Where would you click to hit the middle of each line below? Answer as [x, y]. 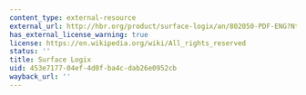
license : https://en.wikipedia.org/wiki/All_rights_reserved [128, 43]
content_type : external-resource [73, 18]
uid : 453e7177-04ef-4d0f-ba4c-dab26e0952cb [93, 69]
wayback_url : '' [40, 77]
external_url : [36, 26]
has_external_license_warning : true [79, 34]
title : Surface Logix [51, 60]
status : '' [30, 52]
